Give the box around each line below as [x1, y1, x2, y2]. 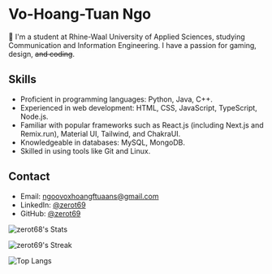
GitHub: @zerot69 [19, 208, 81, 218]
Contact [8, 170, 50, 184]
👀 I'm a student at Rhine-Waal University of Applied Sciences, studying [8, 32, 245, 41]
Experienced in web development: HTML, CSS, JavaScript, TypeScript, [19, 102, 257, 112]
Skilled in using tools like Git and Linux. [19, 146, 151, 155]
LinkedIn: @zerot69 [19, 200, 87, 210]
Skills [8, 72, 37, 86]
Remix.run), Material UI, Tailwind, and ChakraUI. [19, 128, 181, 138]
